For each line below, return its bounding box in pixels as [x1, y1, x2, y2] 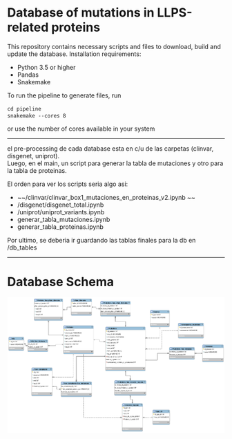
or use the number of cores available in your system [7, 124, 155, 133]
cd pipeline [7, 105, 41, 112]
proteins [51, 19, 101, 35]
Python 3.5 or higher [17, 63, 76, 71]
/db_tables [7, 243, 37, 252]
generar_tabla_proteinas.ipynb [17, 223, 104, 231]
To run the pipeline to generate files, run [7, 91, 122, 100]
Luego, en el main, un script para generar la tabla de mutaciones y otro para [7, 159, 224, 167]
